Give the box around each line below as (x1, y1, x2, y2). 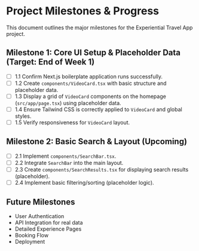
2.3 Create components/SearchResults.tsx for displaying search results (14, 166, 189, 173)
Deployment (14, 238, 45, 245)
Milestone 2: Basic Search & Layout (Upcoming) (6, 136, 187, 147)
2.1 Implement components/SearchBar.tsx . (14, 152, 117, 160)
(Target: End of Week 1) (6, 57, 95, 67)
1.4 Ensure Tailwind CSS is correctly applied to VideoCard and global (14, 106, 182, 113)
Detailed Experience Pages (14, 225, 82, 232)
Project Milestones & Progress (6, 4, 160, 18)
